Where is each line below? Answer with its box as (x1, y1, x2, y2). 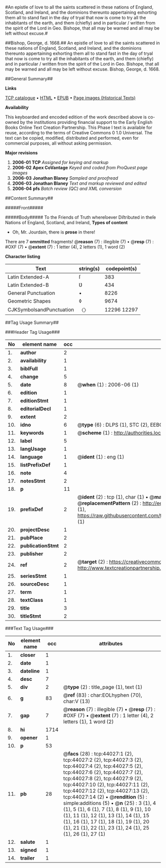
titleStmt (20, 613, 41, 619)
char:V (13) (63, 698, 90, 705)
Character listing (5, 254, 41, 259)
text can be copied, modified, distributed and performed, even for (5, 135, 139, 141)
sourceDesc (20, 581, 49, 587)
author (20, 349, 37, 356)
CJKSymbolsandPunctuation (7, 306, 74, 313)
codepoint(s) (105, 265, 137, 272)
